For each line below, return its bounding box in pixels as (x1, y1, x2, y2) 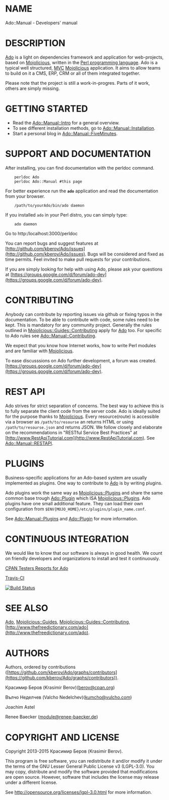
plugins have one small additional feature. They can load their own (5, 500, 143, 506)
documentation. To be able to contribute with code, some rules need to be (5, 316, 160, 323)
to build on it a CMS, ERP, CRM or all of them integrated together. (5, 70, 140, 76)
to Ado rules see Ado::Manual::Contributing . (5, 333, 97, 339)
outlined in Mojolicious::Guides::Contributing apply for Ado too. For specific (5, 327, 162, 333)
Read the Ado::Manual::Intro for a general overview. (12, 120, 120, 126)
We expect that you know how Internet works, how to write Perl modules (5, 342, 156, 348)
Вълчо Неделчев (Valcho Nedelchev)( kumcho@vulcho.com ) (5, 695, 132, 701)
